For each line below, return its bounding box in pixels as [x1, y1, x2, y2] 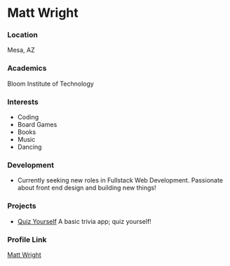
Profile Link [7, 234, 47, 244]
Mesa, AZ [7, 46, 35, 54]
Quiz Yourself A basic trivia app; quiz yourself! [17, 217, 152, 225]
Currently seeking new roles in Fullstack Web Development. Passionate [17, 176, 223, 185]
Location [7, 30, 39, 40]
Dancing [17, 142, 42, 152]
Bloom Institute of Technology [7, 79, 95, 88]
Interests [7, 97, 39, 107]
